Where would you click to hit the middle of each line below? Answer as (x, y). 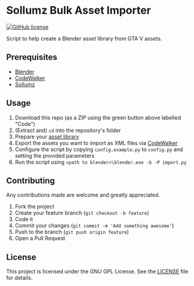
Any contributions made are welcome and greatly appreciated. (83, 195)
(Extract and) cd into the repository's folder (68, 130)
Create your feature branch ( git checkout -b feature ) (82, 213)
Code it (24, 219)
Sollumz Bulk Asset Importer (79, 10)
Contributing (31, 181)
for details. (19, 278)
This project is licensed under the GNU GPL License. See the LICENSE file (97, 272)
